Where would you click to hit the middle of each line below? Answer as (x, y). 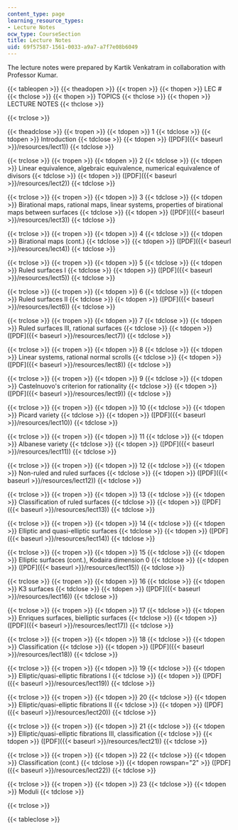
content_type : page (36, 14)
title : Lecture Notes (39, 41)
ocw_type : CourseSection (44, 34)
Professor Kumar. (33, 75)
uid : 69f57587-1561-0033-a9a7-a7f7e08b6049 (73, 47)
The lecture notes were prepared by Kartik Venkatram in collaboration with (117, 67)
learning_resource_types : (45, 21)
